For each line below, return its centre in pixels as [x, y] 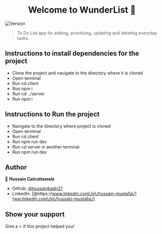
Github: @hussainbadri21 [37, 189]
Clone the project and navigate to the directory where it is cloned [77, 73]
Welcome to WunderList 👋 [82, 10]
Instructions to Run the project [52, 114]
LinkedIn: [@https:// [32, 194]
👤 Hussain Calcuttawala [30, 179]
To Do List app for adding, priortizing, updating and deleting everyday [87, 33]
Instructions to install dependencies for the [72, 53]
